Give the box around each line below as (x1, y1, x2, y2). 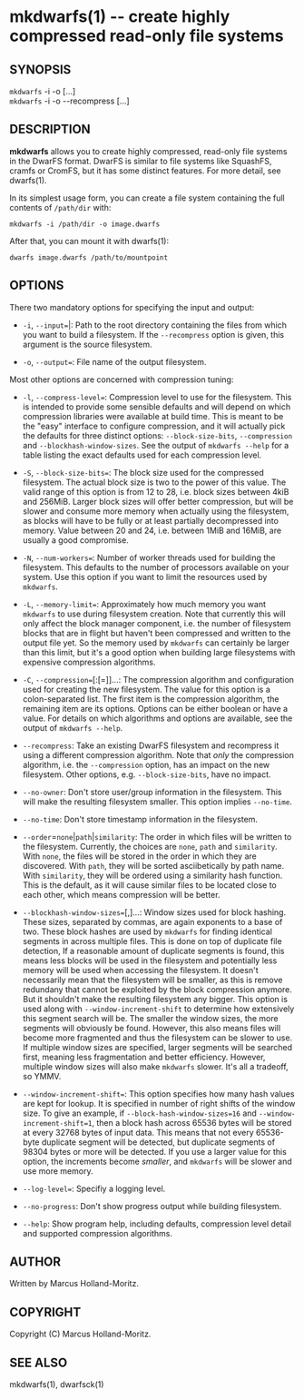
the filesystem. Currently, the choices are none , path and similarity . (22, 841, 279, 852)
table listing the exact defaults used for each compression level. (22, 449, 262, 460)
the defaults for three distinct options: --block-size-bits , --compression (22, 429, 293, 441)
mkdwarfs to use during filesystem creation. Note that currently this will (22, 608, 286, 619)
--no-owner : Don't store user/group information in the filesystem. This (22, 786, 282, 797)
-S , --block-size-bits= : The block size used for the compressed (22, 467, 265, 478)
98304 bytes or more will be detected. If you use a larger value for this (22, 1146, 288, 1157)
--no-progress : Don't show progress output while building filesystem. (22, 1200, 282, 1211)
